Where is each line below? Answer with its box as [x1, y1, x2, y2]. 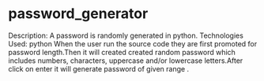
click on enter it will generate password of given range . [8, 64, 190, 73]
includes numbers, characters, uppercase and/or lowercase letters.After [8, 56, 243, 65]
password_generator [8, 5, 149, 23]
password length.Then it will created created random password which [8, 47, 236, 57]
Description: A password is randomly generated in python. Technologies [8, 31, 243, 40]
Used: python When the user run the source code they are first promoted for [8, 39, 258, 48]
